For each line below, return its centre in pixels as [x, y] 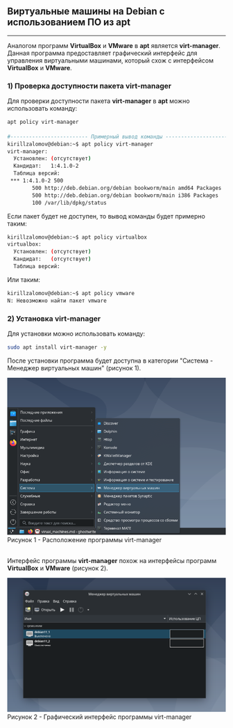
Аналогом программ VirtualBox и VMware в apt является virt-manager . [114, 45]
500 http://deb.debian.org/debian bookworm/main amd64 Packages [127, 188]
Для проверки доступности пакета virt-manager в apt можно [98, 101]
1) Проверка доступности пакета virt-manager [89, 86]
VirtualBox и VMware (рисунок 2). [58, 568]
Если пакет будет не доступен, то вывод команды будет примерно [106, 216]
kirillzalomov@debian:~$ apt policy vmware [71, 293]
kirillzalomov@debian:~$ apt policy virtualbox [77, 237]
